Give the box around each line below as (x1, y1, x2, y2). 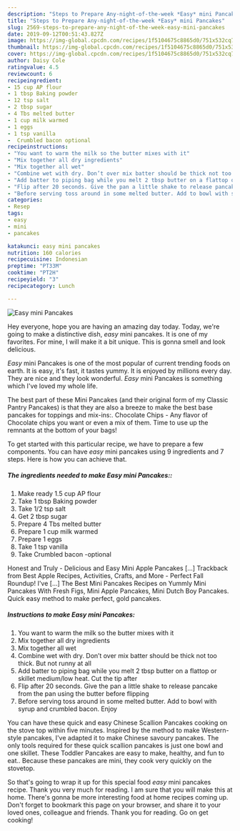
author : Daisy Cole (7, 57, 66, 64)
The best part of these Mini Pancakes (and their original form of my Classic (7, 395, 229, 404)
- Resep (7, 203, 31, 211)
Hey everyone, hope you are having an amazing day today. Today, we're (7, 322, 220, 331)
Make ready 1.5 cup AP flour (17, 489, 101, 497)
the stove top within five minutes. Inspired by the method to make (7, 726, 200, 735)
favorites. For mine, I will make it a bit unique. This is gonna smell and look (7, 337, 226, 346)
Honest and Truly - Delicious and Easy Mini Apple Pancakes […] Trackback (7, 564, 229, 572)
